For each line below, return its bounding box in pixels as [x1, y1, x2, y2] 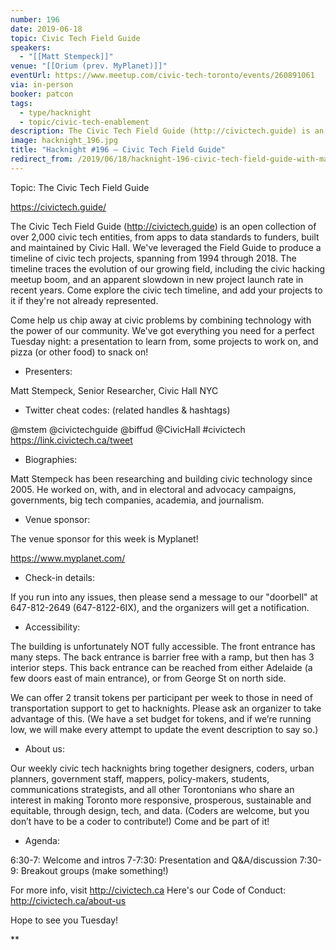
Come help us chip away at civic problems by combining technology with [10, 314, 312, 326]
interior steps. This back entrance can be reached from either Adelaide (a [10, 661, 313, 673]
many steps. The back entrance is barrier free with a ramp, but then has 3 [10, 651, 315, 663]
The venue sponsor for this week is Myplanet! [10, 532, 199, 545]
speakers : [10, 42, 52, 53]
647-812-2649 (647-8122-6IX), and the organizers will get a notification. [10, 601, 310, 613]
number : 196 [10, 14, 60, 25]
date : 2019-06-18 [10, 24, 83, 34]
